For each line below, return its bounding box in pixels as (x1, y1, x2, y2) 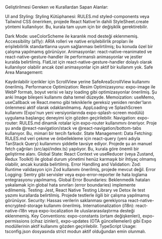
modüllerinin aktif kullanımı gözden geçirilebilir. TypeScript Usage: (5, 223, 137, 229)
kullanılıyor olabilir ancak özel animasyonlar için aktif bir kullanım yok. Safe (5, 64, 153, 70)
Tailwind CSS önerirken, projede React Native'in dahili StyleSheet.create (5, 19, 149, 24)
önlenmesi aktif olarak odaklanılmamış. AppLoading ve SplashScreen (5, 104, 143, 110)
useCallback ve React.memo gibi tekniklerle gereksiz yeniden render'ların (5, 100, 151, 105)
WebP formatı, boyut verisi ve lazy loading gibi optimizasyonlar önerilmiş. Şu (5, 89, 157, 95)
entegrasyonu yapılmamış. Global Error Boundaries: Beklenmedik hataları (5, 177, 150, 183)
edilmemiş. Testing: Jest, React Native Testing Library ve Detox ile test (5, 187, 145, 193)
